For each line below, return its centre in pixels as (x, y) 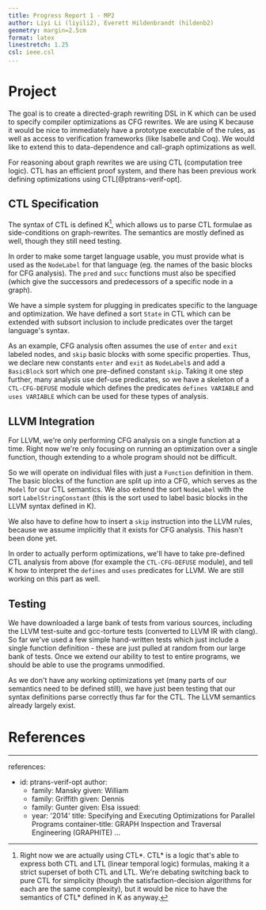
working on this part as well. (54, 579)
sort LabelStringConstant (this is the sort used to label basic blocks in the (128, 498)
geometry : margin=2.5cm (47, 30)
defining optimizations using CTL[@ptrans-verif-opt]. (95, 179)
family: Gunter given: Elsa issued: (86, 807)
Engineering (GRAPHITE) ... (76, 832)
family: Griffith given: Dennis (78, 798)
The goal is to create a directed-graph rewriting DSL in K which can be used (132, 113)
